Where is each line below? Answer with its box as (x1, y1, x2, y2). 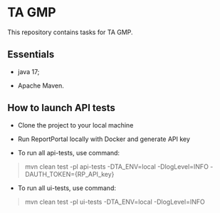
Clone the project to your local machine (17, 120, 134, 129)
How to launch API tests (7, 102, 116, 114)
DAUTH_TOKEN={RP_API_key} (24, 170, 115, 178)
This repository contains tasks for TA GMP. (7, 28, 133, 36)
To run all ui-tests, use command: (17, 183, 116, 192)
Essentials (7, 48, 55, 61)
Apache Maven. (17, 81, 64, 90)
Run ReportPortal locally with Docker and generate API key (17, 135, 191, 143)
